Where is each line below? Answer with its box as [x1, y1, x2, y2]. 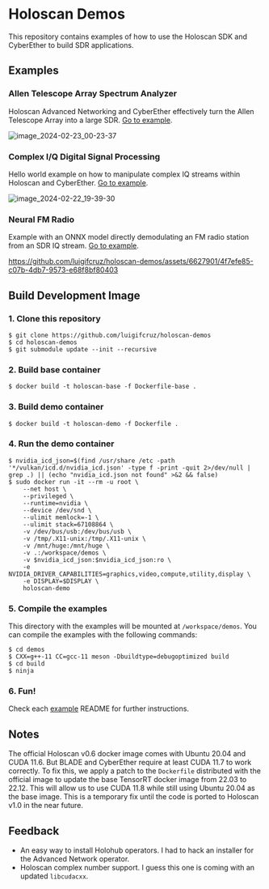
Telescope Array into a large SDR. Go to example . [8, 115, 173, 125]
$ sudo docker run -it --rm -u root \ [8, 478, 139, 486]
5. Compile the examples [8, 602, 107, 614]
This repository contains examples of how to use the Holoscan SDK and [8, 32, 248, 41]
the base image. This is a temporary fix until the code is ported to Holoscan [8, 792, 259, 802]
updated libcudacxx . [19, 871, 89, 881]
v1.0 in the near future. [8, 801, 83, 810]
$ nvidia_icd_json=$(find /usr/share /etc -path [8, 457, 175, 465]
